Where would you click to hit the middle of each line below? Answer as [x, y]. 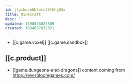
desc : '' [14, 19]
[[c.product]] [26, 58]
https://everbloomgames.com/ [44, 75]
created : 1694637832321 [30, 28]
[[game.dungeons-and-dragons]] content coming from [69, 70]
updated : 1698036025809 [30, 24]
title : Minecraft [23, 14]
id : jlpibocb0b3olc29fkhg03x [35, 10]
